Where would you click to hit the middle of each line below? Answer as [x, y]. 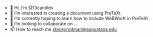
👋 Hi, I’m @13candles [31, 8]
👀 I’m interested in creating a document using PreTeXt [65, 13]
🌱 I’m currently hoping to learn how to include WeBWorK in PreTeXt [79, 18]
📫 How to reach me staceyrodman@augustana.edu [63, 29]
